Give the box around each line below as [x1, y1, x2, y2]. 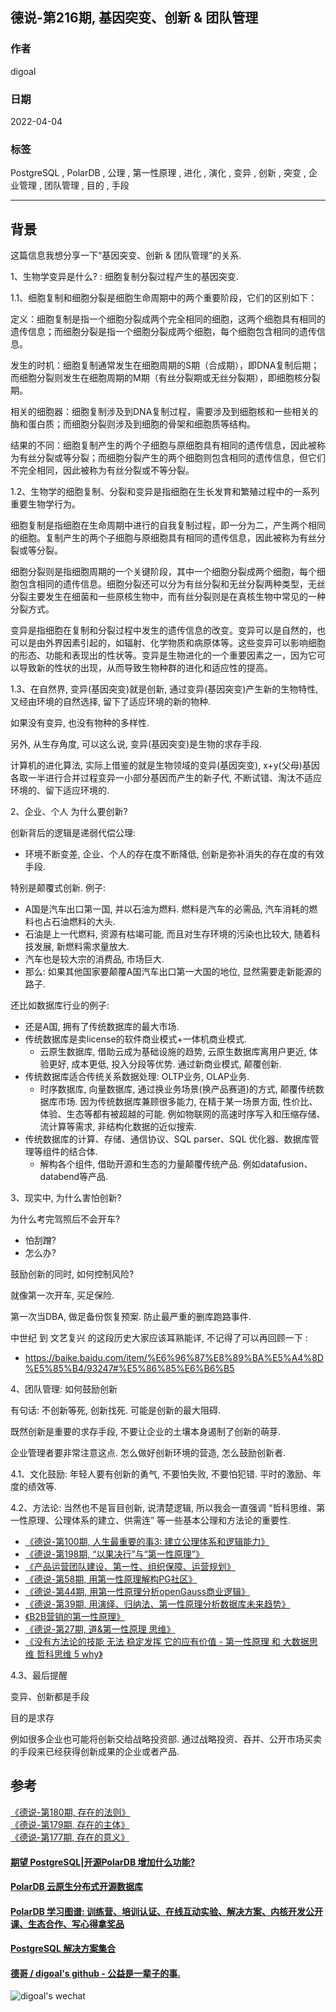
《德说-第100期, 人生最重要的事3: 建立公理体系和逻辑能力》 [24, 1536, 270, 1548]
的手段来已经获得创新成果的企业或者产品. [10, 1746, 180, 1758]
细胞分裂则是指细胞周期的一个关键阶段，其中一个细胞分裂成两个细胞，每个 [10, 566, 317, 578]
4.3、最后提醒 [10, 1669, 68, 1682]
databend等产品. [39, 1171, 109, 1183]
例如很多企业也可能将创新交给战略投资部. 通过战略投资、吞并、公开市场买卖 [10, 1733, 322, 1745]
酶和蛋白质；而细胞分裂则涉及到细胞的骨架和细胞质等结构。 [10, 418, 256, 430]
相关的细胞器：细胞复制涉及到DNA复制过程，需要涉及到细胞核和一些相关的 [10, 406, 319, 418]
